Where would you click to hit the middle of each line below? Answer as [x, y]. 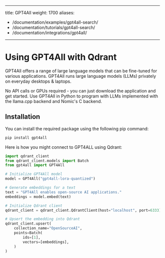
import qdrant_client [27, 156]
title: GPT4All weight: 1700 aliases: [40, 13]
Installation [23, 117]
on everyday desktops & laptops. [38, 81]
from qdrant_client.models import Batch [47, 161]
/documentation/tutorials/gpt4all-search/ [54, 27]
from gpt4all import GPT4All [35, 165]
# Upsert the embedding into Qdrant [42, 219]
